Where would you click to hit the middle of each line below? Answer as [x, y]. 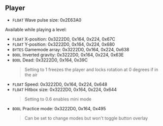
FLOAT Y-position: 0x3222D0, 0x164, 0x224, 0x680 [63, 44]
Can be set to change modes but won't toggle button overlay [86, 118]
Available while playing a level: [36, 30]
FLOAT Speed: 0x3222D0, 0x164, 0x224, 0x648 [60, 84]
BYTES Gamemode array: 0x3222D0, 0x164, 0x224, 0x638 [71, 49]
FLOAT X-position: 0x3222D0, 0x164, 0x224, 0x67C [64, 39]
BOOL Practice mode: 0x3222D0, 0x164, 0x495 [59, 108]
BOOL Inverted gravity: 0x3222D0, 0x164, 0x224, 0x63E [68, 55]
